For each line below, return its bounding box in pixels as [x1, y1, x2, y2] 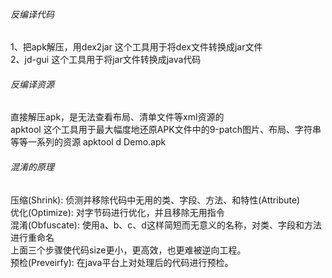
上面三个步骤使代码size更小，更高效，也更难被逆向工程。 [10, 244, 247, 256]
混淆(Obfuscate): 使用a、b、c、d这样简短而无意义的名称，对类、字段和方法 [10, 219, 322, 231]
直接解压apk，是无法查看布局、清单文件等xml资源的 [10, 111, 225, 123]
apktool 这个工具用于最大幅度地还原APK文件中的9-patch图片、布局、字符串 [10, 124, 322, 136]
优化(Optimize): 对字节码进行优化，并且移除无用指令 [10, 206, 225, 218]
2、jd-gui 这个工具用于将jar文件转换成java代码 [10, 54, 202, 66]
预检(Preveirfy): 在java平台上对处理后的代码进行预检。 [10, 256, 234, 268]
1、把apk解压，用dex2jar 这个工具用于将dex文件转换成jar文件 [10, 41, 263, 53]
